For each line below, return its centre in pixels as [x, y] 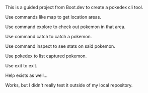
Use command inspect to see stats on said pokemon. [60, 46]
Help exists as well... [26, 75]
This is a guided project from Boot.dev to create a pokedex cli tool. [74, 7]
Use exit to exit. [21, 66]
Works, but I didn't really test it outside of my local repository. [69, 85]
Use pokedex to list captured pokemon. [46, 56]
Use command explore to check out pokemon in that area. [65, 27]
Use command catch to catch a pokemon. [49, 36]
